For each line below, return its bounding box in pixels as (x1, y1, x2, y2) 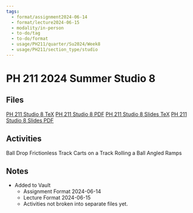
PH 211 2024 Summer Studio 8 (6, 71, 156, 85)
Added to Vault (14, 182, 51, 189)
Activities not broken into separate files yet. (23, 200, 128, 208)
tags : (6, 8, 19, 15)
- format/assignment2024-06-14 (11, 14, 88, 20)
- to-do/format (11, 36, 49, 42)
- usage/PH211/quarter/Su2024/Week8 (11, 42, 101, 47)
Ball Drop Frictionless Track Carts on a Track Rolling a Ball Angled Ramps (6, 149, 182, 156)
